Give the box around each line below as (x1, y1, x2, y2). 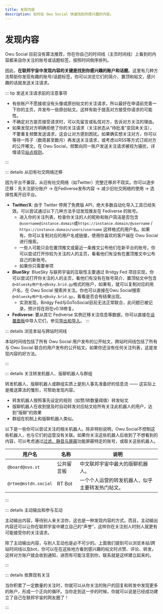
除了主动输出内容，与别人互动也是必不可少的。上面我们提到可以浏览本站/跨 (5, 540, 156, 546)
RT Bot (57, 480, 73, 487)
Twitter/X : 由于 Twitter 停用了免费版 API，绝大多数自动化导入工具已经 (12, 202, 152, 208)
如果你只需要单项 (19, 263, 54, 269)
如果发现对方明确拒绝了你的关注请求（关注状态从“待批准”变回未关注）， (12, 125, 154, 131)
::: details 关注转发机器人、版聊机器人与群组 (5, 371, 93, 376)
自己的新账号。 (19, 257, 49, 263)
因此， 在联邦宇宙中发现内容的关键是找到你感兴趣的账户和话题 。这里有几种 (5, 68, 154, 74)
